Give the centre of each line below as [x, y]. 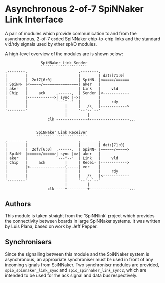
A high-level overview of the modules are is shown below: [64, 54]
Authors [18, 204]
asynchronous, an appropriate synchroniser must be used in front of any [79, 259]
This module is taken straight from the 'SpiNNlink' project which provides [80, 216]
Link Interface [34, 20]
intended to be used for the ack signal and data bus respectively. [71, 275]
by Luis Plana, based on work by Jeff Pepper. [52, 226]
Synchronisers [28, 242]
